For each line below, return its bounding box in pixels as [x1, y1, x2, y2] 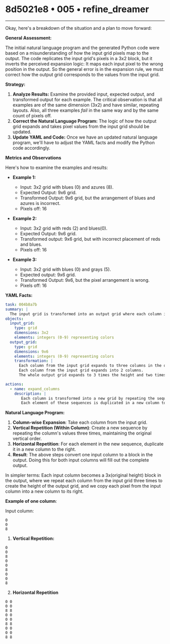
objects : [5, 316, 24, 321]
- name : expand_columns [10, 386, 60, 392]
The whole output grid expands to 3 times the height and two [18, 373, 153, 378]
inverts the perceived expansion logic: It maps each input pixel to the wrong [5, 61, 163, 67]
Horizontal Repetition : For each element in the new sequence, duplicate [12, 441, 164, 447]
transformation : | [14, 358, 53, 364]
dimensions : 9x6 [14, 349, 49, 354]
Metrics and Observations [5, 154, 62, 160]
